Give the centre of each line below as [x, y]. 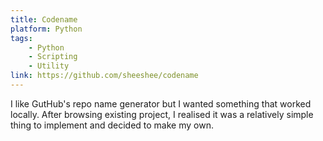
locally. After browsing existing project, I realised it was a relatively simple [162, 114]
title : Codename [44, 19]
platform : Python [46, 29]
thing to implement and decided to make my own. [112, 125]
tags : [21, 38]
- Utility [49, 66]
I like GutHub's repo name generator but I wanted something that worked [161, 103]
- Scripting [53, 57]
